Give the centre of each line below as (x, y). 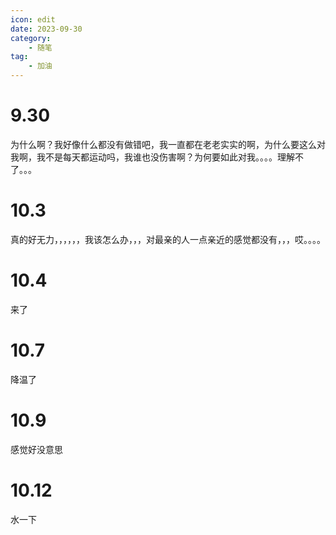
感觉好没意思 (36, 449)
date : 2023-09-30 (46, 29)
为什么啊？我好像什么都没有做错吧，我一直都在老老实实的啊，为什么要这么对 (168, 144)
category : (31, 38)
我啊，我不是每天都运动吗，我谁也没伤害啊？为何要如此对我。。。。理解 (152, 157)
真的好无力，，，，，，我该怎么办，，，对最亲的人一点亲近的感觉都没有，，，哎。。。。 (168, 239)
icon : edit (33, 19)
